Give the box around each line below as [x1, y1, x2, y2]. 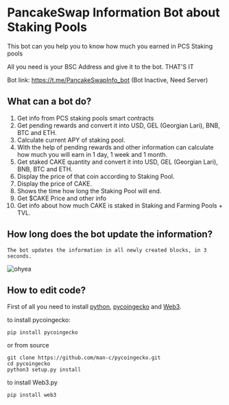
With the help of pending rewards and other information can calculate [16, 143, 214, 151]
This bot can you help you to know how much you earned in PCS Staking [7, 42, 213, 50]
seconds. [7, 252, 32, 260]
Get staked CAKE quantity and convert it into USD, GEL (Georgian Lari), [16, 158, 218, 166]
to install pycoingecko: [7, 316, 71, 324]
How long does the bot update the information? [7, 228, 213, 241]
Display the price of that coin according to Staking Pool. [16, 172, 175, 180]
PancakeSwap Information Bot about [7, 5, 221, 21]
